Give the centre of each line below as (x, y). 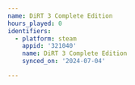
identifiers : (30, 31)
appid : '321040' (50, 46)
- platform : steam (46, 38)
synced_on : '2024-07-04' (64, 62)
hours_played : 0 (35, 23)
